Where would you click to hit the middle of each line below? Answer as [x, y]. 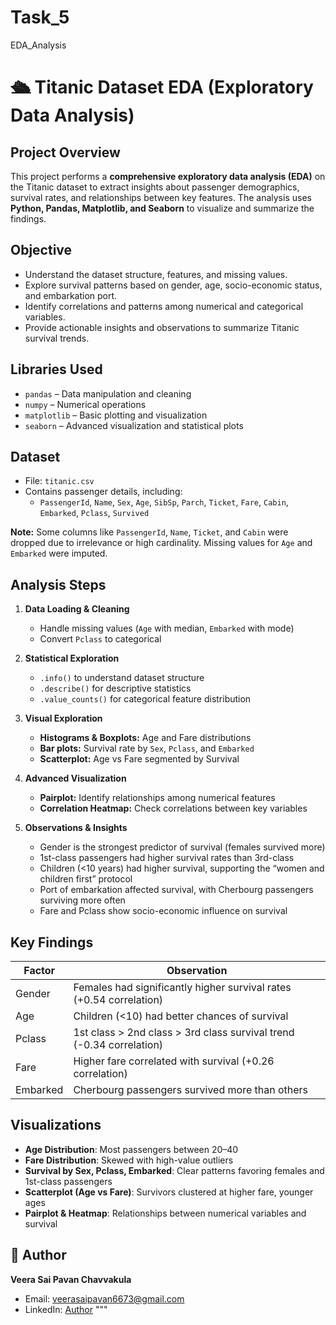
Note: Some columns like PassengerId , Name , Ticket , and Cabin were [149, 532]
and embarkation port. [71, 295]
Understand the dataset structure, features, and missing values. [156, 274]
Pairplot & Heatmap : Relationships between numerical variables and [165, 1213]
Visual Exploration [63, 718]
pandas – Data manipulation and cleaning [108, 393]
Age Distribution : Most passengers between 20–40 [131, 1149]
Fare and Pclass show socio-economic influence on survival [163, 911]
